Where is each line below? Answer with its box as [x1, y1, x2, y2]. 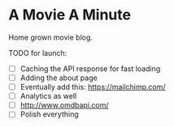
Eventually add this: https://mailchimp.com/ [20, 83, 166, 92]
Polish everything [20, 109, 79, 119]
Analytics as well [20, 91, 77, 101]
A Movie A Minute [8, 6, 132, 24]
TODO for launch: [8, 48, 67, 57]
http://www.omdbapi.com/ [20, 100, 109, 110]
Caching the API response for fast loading [20, 63, 161, 74]
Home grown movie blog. [8, 32, 94, 42]
